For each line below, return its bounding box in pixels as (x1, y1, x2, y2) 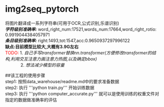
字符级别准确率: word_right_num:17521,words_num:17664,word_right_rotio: (5, 26, 157, 32)
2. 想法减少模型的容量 (20, 62, 65, 68)
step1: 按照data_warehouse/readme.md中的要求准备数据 (5, 78, 120, 84)
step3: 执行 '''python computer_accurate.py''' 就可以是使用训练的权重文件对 (5, 90, 159, 96)
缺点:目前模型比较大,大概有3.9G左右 (5, 43, 79, 49)
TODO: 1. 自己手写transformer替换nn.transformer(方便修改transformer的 (5, 50, 152, 56)
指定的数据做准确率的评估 (5, 97, 57, 103)
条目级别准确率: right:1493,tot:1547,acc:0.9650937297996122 (5, 38, 130, 43)
